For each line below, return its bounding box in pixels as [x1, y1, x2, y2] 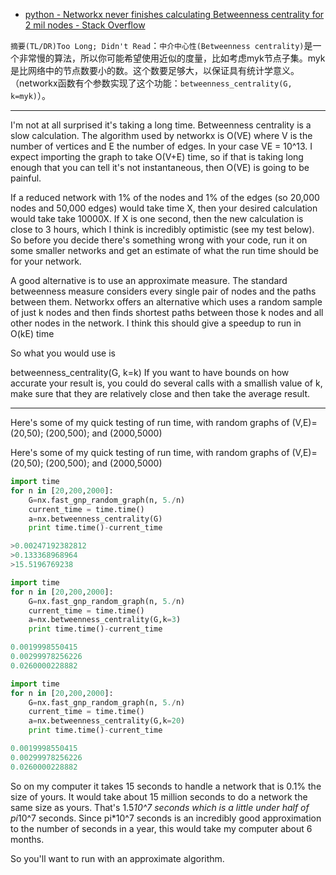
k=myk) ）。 [10, 90, 51, 101]
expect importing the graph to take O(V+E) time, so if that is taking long [10, 151, 304, 163]
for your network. [10, 255, 82, 267]
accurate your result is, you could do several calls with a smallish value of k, [10, 377, 323, 389]
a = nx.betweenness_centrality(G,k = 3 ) [28, 615, 182, 625]
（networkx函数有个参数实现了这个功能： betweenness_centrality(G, [10, 77, 293, 89]
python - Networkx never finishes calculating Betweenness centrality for [24, 9, 325, 20]
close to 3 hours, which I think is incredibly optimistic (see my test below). [10, 224, 315, 235]
